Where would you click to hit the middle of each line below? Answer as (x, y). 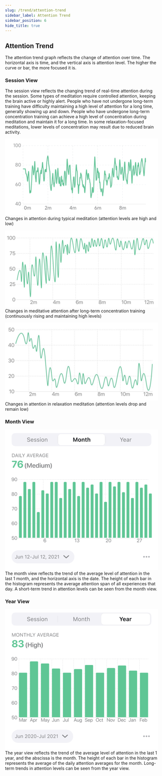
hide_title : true (23, 26)
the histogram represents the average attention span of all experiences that (80, 583)
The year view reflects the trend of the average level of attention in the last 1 (81, 753)
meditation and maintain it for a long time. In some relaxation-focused (74, 122)
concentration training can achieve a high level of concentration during (76, 117)
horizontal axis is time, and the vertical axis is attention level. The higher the (81, 63)
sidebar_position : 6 (26, 20)
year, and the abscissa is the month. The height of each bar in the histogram (81, 758)
